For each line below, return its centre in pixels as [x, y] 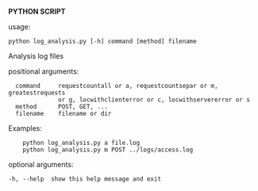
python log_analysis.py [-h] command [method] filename [102, 41]
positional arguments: [44, 71]
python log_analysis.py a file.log [81, 143]
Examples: [25, 128]
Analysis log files [36, 56]
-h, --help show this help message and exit [85, 179]
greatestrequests [37, 93]
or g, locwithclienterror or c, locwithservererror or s [154, 100]
